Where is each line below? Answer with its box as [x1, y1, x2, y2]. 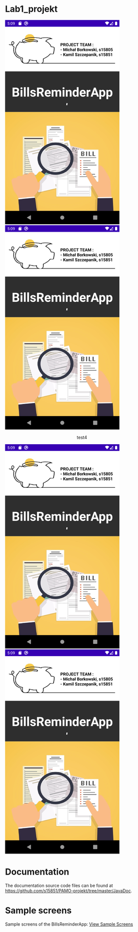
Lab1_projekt [5, 3, 58, 15]
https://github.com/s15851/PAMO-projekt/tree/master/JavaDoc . [5, 887, 133, 894]
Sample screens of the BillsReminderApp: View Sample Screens [5, 921, 133, 927]
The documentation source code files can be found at [5, 882, 113, 888]
